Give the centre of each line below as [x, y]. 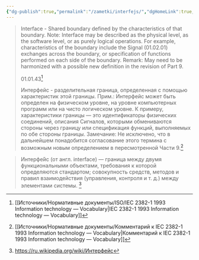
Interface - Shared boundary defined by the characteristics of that [101, 28]
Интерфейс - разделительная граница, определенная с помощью [104, 90]
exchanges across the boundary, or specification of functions [96, 53]
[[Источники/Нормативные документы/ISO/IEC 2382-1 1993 [90, 203]
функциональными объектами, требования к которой [89, 165]
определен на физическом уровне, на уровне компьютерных [98, 103]
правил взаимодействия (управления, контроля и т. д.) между [99, 178]
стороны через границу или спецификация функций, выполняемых [106, 128]
